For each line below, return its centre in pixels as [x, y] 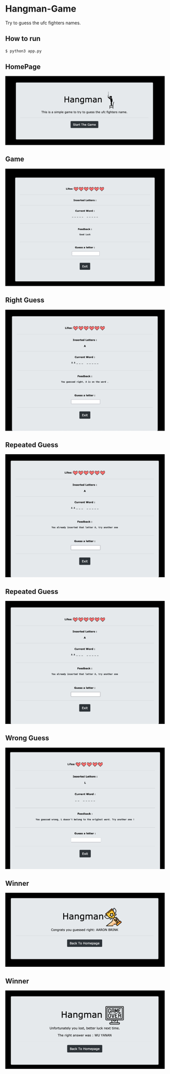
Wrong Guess [27, 738]
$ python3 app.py [24, 51]
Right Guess [25, 300]
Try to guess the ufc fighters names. [43, 23]
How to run [23, 39]
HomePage [23, 67]
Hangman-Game [41, 9]
